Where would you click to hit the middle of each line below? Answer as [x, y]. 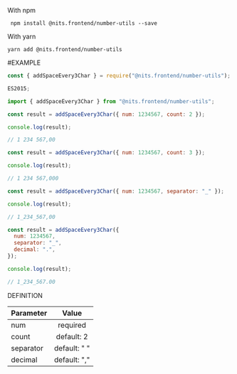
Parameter [29, 313]
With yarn [22, 36]
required [72, 325]
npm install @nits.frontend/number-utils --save [84, 23]
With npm [22, 10]
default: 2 [72, 336]
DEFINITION [25, 295]
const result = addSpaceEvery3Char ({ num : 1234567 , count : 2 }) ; [106, 114]
